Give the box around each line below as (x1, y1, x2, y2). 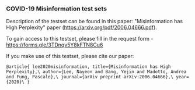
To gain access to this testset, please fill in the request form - (6, 35, 154, 42)
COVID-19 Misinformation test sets (6, 5, 107, 13)
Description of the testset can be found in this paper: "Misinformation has (6, 18, 183, 25)
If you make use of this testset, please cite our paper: (6, 53, 134, 60)
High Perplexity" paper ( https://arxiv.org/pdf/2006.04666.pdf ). (6, 24, 158, 31)
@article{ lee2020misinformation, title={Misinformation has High (6, 64, 171, 70)
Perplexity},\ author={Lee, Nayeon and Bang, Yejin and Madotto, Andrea (6, 69, 187, 75)
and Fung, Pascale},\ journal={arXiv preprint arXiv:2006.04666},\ (6, 74, 174, 80)
